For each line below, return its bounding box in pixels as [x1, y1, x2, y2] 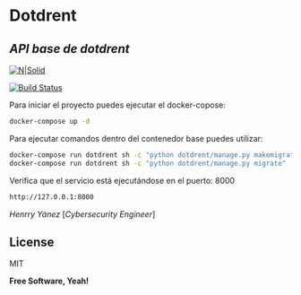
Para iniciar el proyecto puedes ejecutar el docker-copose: [9, 100, 227, 110]
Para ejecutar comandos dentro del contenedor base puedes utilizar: [9, 133, 263, 143]
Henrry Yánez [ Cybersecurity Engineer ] [9, 208, 156, 220]
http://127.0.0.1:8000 [9, 192, 94, 202]
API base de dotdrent [9, 41, 130, 56]
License [9, 234, 55, 249]
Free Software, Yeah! [9, 275, 90, 287]
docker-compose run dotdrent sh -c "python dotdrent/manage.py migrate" [9, 159, 287, 168]
